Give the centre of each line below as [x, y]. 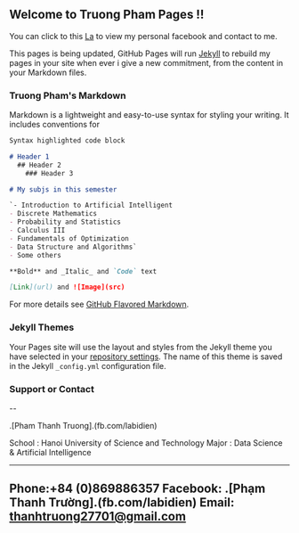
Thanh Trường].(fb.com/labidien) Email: [122, 503]
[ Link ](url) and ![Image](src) [67, 287]
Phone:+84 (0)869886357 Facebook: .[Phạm [137, 489]
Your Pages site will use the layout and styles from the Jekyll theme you [141, 347]
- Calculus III [37, 231]
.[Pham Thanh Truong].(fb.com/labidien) [83, 425]
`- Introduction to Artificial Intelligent [91, 205]
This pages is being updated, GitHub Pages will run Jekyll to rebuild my [140, 53]
